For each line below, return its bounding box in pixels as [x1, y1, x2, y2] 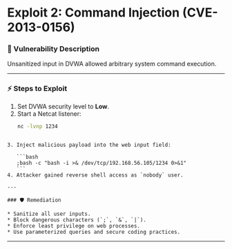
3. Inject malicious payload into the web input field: [7, 141, 171, 148]
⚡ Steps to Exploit [7, 84, 68, 94]
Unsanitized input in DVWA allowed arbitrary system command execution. [7, 60, 217, 68]
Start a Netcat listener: [17, 109, 81, 118]
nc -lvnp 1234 [17, 123, 58, 130]
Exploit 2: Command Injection [7, 5, 180, 21]
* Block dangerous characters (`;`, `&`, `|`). [7, 216, 147, 223]
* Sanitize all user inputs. [7, 210, 91, 217]
